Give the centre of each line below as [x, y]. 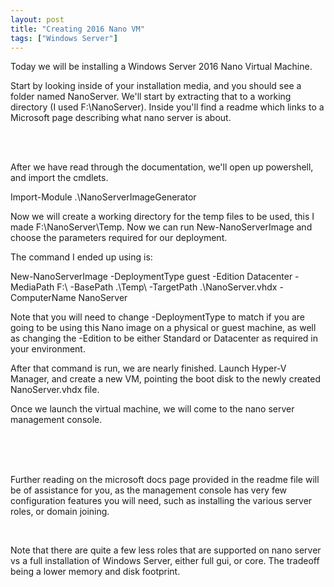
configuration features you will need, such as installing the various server [161, 501]
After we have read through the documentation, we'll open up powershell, [162, 167]
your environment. [48, 349]
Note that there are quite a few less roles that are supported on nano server [166, 550]
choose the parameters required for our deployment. [119, 238]
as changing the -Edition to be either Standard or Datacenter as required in [164, 338]
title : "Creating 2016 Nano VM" [77, 29]
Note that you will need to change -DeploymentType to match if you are [157, 317]
